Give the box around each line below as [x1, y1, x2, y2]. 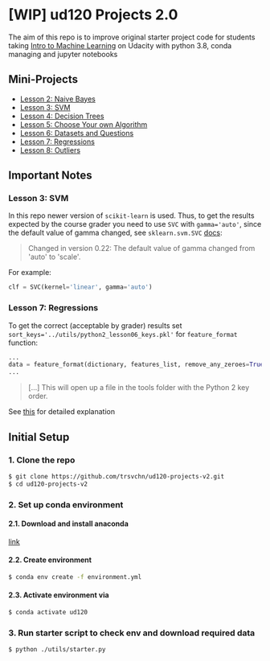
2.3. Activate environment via [8, 590, 110, 600]
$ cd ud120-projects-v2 [8, 480, 88, 488]
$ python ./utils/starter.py [8, 646, 106, 654]
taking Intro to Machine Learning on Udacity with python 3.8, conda [8, 40, 232, 50]
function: [8, 338, 39, 347]
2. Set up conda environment [8, 499, 124, 510]
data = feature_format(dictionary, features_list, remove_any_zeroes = [8, 360, 250, 369]
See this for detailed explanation [8, 407, 115, 417]
